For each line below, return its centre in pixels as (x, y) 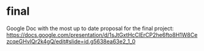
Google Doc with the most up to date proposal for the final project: (90, 28)
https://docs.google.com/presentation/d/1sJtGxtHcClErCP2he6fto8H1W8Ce (102, 34)
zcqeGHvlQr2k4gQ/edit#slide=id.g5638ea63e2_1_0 (71, 41)
